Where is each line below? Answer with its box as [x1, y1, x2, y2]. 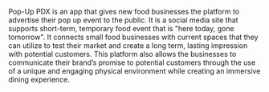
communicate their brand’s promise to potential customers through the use [8, 58, 256, 67]
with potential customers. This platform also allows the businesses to [8, 50, 237, 58]
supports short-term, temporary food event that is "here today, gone [8, 24, 234, 33]
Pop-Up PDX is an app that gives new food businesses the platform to [8, 7, 239, 16]
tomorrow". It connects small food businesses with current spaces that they [8, 32, 259, 42]
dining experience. [8, 75, 71, 84]
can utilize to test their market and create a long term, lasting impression [8, 41, 248, 50]
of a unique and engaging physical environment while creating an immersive [8, 66, 261, 75]
